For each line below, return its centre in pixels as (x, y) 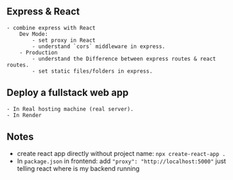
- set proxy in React (64, 40)
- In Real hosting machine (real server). (70, 109)
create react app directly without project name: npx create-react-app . (121, 154)
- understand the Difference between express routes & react (124, 59)
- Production (39, 52)
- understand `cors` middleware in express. (99, 46)
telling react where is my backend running (78, 169)
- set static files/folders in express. (92, 71)
